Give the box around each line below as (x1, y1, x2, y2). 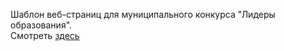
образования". (10, 19, 73, 31)
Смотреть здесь (10, 30, 80, 41)
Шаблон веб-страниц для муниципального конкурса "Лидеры (10, 9, 276, 20)
